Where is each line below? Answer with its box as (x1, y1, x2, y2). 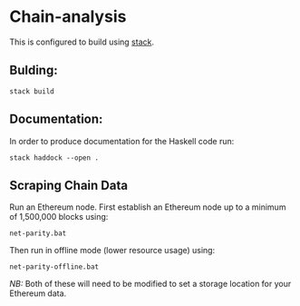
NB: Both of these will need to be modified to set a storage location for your (9, 279, 292, 290)
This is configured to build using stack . (9, 36, 154, 47)
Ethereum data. (9, 288, 67, 299)
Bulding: (9, 63, 58, 78)
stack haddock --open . (9, 153, 100, 163)
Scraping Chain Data (9, 177, 129, 192)
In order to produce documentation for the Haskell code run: (9, 135, 235, 146)
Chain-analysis (9, 6, 127, 27)
